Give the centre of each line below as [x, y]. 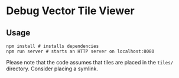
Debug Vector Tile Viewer [70, 11]
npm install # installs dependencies [53, 46]
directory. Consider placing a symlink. [52, 69]
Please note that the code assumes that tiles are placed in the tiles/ [90, 62]
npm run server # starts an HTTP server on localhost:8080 [80, 51]
